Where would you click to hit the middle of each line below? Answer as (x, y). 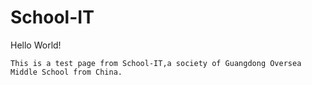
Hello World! (36, 45)
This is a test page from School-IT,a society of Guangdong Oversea (156, 63)
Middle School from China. (66, 72)
